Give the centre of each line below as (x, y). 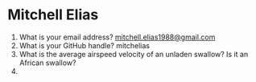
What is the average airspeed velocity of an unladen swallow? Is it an (134, 54)
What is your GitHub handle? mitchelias (85, 45)
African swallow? (47, 63)
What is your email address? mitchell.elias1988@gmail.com (117, 37)
